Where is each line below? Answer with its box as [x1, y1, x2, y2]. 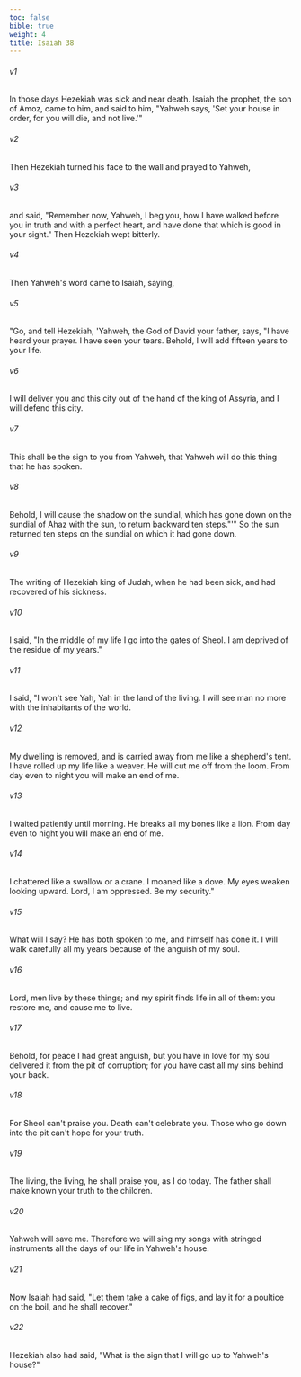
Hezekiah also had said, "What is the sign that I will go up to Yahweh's [9, 1349, 270, 1360]
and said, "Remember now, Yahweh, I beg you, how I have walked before [9, 209, 279, 220]
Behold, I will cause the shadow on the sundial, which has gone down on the [9, 509, 292, 520]
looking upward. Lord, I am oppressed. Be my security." [9, 886, 215, 897]
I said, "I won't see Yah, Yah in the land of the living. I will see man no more [9, 693, 287, 704]
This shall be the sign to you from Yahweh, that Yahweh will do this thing [9, 451, 278, 462]
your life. [9, 345, 42, 356]
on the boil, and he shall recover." [9, 1301, 133, 1312]
